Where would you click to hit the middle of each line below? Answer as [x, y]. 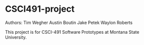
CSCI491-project [40, 9]
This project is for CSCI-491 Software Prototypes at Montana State [72, 32]
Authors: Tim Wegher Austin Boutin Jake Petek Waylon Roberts [69, 22]
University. [16, 37]
